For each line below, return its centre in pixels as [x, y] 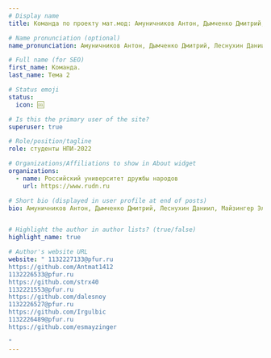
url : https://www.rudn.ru [67, 186]
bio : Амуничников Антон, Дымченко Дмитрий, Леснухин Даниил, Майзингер [131, 208]
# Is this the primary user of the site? [79, 119]
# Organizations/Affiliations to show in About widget [102, 164]
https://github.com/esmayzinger [63, 327]
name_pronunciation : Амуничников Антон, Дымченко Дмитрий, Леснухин [126, 45]
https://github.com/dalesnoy [57, 297]
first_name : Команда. [45, 68]
